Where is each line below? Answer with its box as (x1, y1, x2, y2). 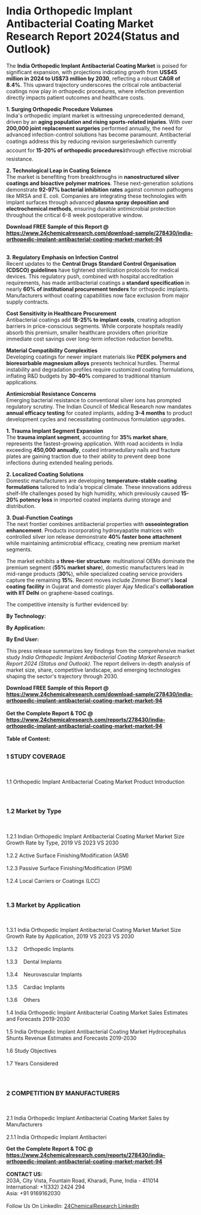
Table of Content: (6, 735, 51, 742)
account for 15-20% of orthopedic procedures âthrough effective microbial (6, 147, 192, 154)
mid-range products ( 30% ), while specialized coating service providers (6, 570, 183, 577)
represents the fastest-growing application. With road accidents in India (6, 440, 183, 447)
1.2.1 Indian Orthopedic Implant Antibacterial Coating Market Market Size (6, 833, 185, 840)
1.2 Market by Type (6, 807, 62, 815)
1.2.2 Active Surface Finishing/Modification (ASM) (6, 852, 129, 859)
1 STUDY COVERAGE (6, 752, 66, 761)
